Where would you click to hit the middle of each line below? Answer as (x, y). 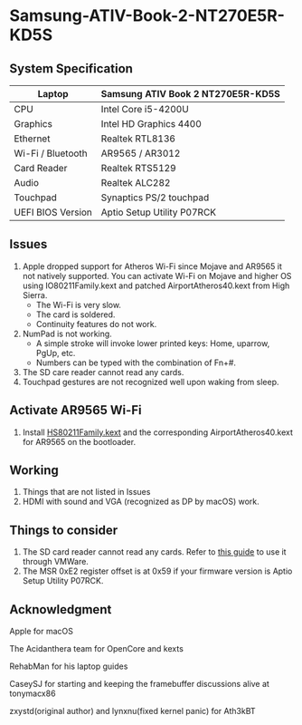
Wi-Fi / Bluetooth (51, 153)
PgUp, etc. (56, 353)
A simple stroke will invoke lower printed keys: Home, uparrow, (153, 343)
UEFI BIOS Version (53, 212)
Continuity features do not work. (96, 324)
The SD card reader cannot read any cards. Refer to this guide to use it (154, 552)
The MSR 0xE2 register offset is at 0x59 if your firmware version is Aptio (157, 571)
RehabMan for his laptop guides (69, 666)
